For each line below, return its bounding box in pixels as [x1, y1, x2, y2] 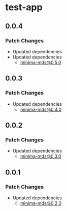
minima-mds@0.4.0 [20, 106, 62, 112]
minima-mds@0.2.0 [20, 200, 62, 206]
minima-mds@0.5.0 [20, 59, 61, 65]
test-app [5, 2, 43, 13]
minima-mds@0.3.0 [20, 153, 62, 159]
